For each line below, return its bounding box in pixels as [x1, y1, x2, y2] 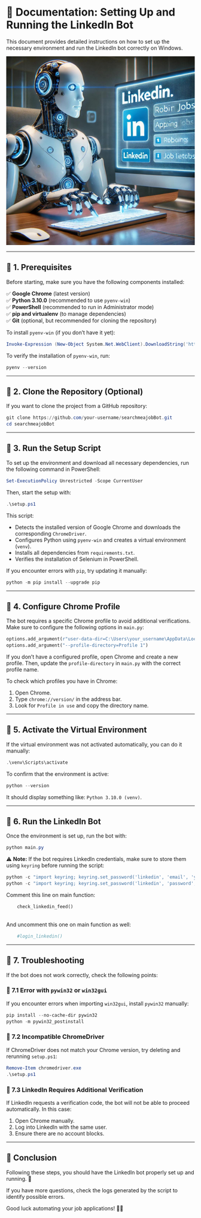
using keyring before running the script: [6, 862, 105, 869]
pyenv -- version [6, 364, 47, 370]
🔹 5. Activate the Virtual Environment [6, 725, 147, 735]
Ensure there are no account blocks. [14, 1129, 105, 1137]
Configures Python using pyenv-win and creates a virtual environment [14, 536, 187, 543]
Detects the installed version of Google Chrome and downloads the [14, 524, 181, 531]
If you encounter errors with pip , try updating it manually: [6, 567, 148, 574]
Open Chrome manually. [14, 1117, 75, 1124]
